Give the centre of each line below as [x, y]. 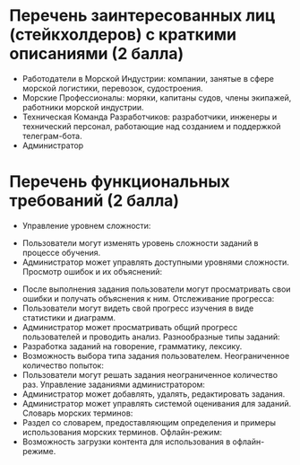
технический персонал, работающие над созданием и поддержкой [151, 126]
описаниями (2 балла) [97, 54]
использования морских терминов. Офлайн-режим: [122, 432]
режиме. [39, 451]
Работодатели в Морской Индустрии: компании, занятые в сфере [148, 78]
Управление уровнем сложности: [86, 225]
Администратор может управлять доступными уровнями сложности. [155, 262]
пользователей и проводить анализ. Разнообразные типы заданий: [151, 337]
